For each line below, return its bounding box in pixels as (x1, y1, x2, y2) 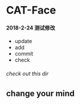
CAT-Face (6, 4, 56, 17)
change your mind (6, 88, 75, 98)
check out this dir (6, 70, 49, 77)
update (14, 38, 33, 45)
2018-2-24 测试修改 (6, 24, 56, 31)
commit (14, 50, 34, 57)
